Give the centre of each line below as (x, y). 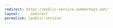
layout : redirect (26, 14)
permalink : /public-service (33, 18)
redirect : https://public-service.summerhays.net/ (56, 9)
